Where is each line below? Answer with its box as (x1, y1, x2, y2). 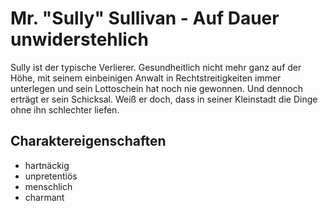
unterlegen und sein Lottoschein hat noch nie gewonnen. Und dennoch (10, 82, 304, 94)
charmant (24, 191, 65, 203)
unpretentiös (24, 170, 78, 182)
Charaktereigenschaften (10, 133, 167, 150)
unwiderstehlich (10, 28, 149, 51)
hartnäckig (24, 159, 70, 171)
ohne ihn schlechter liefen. (10, 103, 120, 116)
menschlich (24, 180, 73, 192)
